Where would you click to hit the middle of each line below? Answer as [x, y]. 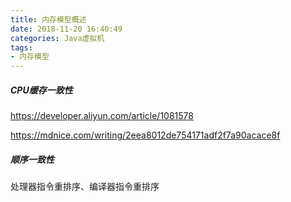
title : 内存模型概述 [48, 19]
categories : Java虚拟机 [57, 38]
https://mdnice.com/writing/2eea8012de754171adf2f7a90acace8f [145, 135]
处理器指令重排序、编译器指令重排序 [85, 187]
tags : [21, 47]
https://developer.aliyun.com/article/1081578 [102, 116]
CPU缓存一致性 [41, 90]
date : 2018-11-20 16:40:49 [66, 29]
